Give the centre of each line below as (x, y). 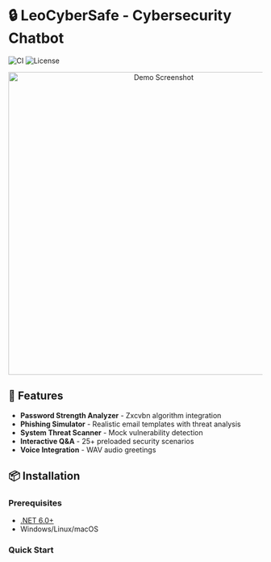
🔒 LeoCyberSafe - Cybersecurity (120, 16)
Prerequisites (35, 503)
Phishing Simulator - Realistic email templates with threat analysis (130, 424)
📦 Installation (44, 476)
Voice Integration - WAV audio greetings (88, 450)
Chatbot (36, 38)
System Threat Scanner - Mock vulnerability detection (111, 432)
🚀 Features (36, 396)
